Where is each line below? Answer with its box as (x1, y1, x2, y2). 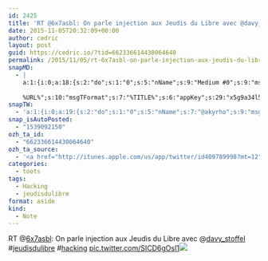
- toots (15, 168, 41, 176)
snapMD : (8, 64, 34, 72)
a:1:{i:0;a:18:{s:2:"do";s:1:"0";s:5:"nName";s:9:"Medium (22, 78, 219, 86)
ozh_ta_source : (8, 145, 59, 153)
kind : (8, 204, 26, 212)
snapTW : (8, 101, 34, 109)
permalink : (8, 57, 45, 65)
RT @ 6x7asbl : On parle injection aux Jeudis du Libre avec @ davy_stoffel (8, 234, 246, 243)
